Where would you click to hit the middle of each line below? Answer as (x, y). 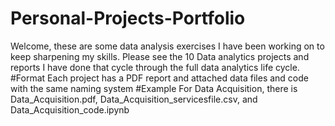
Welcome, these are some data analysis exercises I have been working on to (167, 46)
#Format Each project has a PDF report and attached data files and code (159, 78)
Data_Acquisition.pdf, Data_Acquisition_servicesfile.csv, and (134, 99)
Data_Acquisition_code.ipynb (70, 109)
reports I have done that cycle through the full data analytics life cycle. (155, 67)
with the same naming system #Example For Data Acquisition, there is (154, 88)
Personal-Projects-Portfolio (128, 18)
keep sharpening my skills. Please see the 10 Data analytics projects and (160, 56)
